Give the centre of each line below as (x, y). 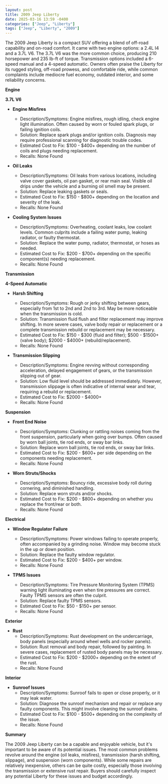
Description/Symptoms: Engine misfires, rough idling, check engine (90, 119)
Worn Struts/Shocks (34, 473)
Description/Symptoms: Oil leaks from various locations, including (88, 175)
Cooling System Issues (37, 217)
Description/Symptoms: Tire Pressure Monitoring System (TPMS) (87, 585)
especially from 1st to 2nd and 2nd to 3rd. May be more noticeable (89, 308)
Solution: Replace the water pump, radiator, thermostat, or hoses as (90, 243)
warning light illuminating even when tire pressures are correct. (85, 590)
